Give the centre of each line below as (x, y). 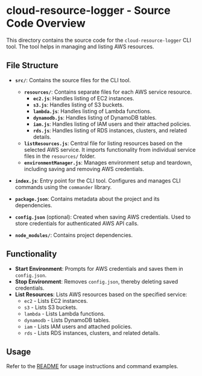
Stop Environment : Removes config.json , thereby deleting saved (96, 281)
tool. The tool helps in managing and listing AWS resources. (80, 47)
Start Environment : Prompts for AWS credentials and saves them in (99, 268)
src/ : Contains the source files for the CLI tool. (73, 80)
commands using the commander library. (63, 187)
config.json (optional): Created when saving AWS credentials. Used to (103, 217)
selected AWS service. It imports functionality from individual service (110, 149)
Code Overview (46, 23)
